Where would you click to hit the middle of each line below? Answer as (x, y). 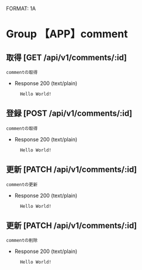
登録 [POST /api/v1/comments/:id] (69, 114)
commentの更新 (22, 184)
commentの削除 (22, 241)
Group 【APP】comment (67, 34)
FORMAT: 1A (21, 9)
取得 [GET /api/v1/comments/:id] (67, 57)
